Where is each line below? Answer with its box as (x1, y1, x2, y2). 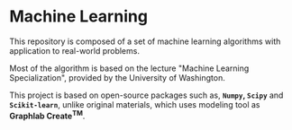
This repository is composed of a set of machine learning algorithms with (9, 36, 281, 47)
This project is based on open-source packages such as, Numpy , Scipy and (9, 90, 284, 100)
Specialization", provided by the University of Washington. (9, 72, 225, 82)
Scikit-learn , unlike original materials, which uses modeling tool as (9, 99, 260, 109)
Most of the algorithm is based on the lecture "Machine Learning (9, 63, 250, 74)
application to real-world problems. (9, 45, 140, 56)
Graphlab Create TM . (9, 108, 86, 121)
